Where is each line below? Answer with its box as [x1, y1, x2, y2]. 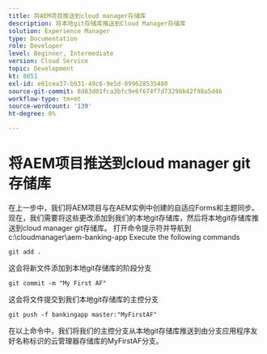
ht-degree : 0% [8, 110, 57, 118]
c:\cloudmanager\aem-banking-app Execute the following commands [8, 232, 240, 241]
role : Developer [8, 42, 63, 50]
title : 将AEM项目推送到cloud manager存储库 [8, 11, 146, 20]
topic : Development [8, 65, 74, 73]
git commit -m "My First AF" [8, 279, 107, 288]
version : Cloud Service [8, 58, 89, 66]
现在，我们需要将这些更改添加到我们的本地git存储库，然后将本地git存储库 [8, 212, 252, 223]
